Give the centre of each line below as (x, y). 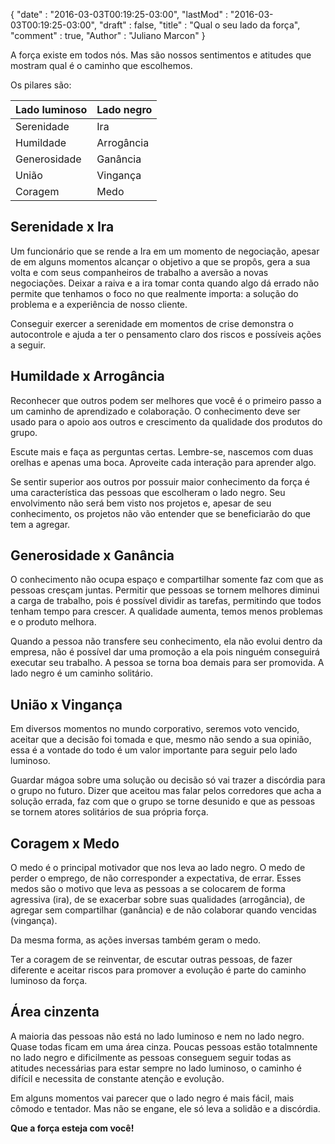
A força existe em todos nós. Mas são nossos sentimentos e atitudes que (161, 55)
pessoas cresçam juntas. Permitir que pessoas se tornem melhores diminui (165, 590)
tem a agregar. (40, 524)
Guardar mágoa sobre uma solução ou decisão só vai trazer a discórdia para (168, 780)
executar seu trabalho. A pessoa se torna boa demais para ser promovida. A (167, 663)
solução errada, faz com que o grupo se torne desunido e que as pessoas (163, 801)
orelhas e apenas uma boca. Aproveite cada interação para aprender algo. (163, 462)
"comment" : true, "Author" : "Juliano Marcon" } (108, 35)
